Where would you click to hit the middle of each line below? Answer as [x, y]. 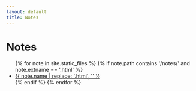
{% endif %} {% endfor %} [48, 83]
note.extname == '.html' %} [49, 70]
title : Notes [22, 17]
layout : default [26, 12]
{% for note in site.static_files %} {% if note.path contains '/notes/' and [102, 63]
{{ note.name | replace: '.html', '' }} [58, 76]
